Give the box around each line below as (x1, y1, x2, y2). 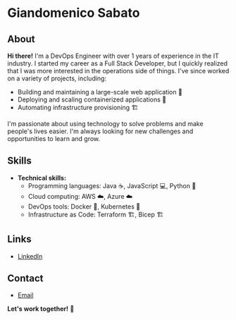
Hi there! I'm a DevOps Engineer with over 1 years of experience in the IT (7, 51, 220, 60)
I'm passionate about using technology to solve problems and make (7, 120, 204, 128)
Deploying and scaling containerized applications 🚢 (17, 95, 167, 104)
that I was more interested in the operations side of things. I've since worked (7, 67, 230, 75)
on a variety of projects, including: (7, 74, 107, 82)
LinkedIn (17, 252, 43, 260)
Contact (7, 273, 44, 285)
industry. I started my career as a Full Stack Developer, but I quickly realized (7, 59, 228, 68)
